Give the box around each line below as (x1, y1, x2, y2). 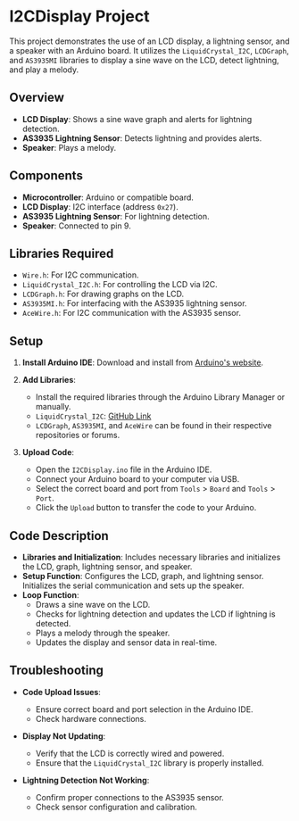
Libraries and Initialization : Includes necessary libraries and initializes (21, 551, 281, 562)
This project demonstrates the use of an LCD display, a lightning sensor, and (9, 36, 290, 46)
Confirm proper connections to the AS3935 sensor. (35, 792, 225, 802)
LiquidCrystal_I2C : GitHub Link (35, 410, 152, 421)
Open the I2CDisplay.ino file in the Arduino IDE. (35, 464, 212, 475)
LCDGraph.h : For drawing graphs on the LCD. (21, 288, 185, 300)
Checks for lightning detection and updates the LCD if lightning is (35, 609, 276, 619)
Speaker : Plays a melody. (21, 142, 117, 153)
